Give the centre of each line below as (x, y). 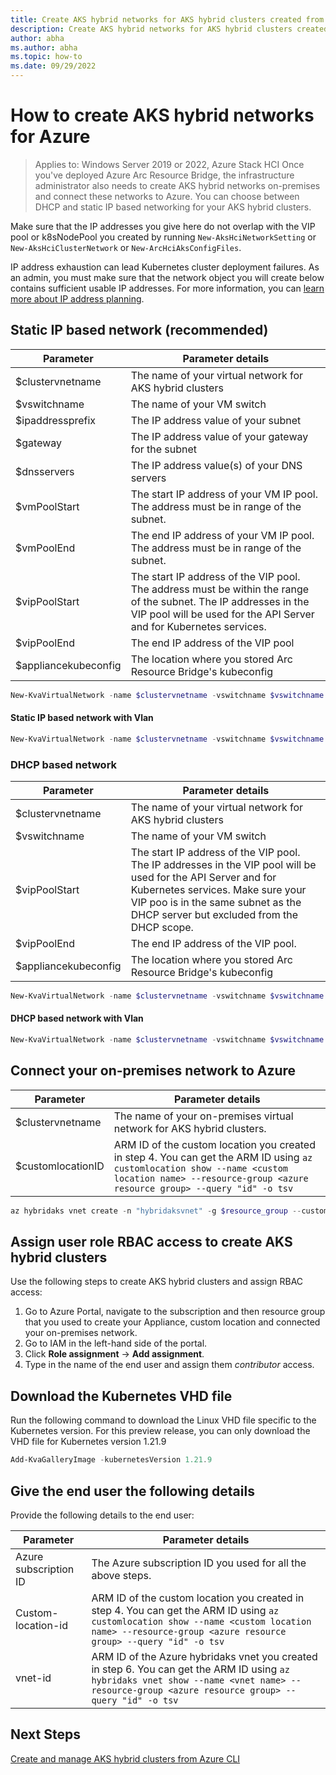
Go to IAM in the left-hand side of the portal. (116, 1343)
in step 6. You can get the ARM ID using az (190, 1669)
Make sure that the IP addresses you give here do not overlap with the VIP (163, 226)
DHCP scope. (162, 927)
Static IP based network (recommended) (139, 330)
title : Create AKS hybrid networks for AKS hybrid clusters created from (167, 19)
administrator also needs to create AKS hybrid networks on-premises (177, 185)
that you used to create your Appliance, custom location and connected (172, 1322)
